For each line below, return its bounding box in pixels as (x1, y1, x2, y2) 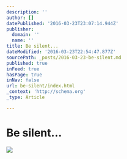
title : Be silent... (6, 43, 59, 50)
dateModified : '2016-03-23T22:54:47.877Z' (6, 49, 116, 55)
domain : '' (12, 32, 40, 38)
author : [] (6, 15, 34, 21)
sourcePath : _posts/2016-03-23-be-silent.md (6, 54, 122, 61)
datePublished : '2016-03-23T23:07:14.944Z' (6, 20, 119, 26)
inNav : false (6, 77, 40, 83)
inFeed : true (6, 65, 40, 72)
